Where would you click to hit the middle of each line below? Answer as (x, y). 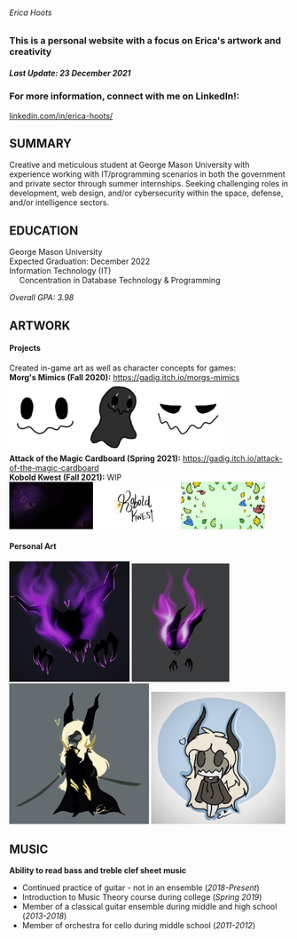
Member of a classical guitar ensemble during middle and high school (149, 907)
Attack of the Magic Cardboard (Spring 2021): (95, 458)
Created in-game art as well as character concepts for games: (123, 368)
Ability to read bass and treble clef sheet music (98, 871)
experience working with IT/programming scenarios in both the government (147, 174)
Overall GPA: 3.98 (42, 298)
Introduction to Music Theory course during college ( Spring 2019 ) (142, 897)
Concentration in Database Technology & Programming (120, 281)
